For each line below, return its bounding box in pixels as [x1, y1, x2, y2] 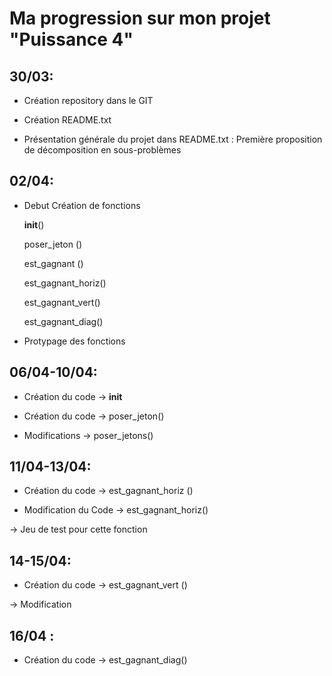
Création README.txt [23, 114, 112, 126]
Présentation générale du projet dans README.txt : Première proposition [23, 133, 323, 145]
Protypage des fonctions [23, 335, 126, 347]
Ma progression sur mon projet [9, 7, 271, 30]
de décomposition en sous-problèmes [23, 144, 182, 156]
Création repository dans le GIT [23, 95, 154, 106]
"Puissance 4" [9, 28, 134, 51]
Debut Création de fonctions [23, 199, 141, 211]
